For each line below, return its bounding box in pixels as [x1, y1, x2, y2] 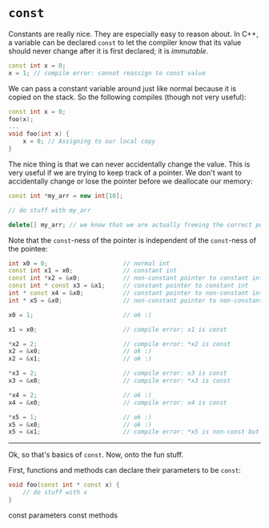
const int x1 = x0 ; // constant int [8, 267, 178, 275]
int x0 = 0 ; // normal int [8, 259, 171, 268]
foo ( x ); [8, 115, 34, 123]
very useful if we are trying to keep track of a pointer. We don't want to [8, 167, 242, 177]
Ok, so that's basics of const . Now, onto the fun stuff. [8, 450, 184, 460]
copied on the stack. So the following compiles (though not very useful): [8, 92, 247, 102]
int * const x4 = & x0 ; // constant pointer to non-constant [8, 289, 249, 297]
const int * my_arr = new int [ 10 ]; [8, 191, 124, 200]
